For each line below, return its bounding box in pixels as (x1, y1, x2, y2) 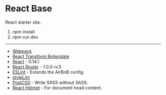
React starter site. (5, 19, 41, 25)
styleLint (12, 74, 30, 80)
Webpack (12, 48, 32, 54)
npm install (12, 29, 35, 34)
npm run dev (12, 34, 39, 40)
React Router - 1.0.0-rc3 (12, 63, 62, 69)
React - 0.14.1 (12, 59, 40, 64)
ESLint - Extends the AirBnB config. (12, 69, 85, 75)
